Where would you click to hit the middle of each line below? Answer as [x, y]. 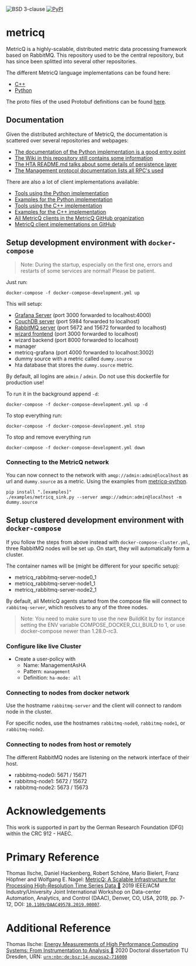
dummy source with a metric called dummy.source [73, 359]
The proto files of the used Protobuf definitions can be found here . [86, 101]
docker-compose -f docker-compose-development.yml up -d [77, 404]
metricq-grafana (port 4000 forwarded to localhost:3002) [84, 352]
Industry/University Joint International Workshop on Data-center [83, 892]
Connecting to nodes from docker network [68, 692]
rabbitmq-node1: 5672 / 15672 [51, 781]
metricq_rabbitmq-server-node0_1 [55, 577]
